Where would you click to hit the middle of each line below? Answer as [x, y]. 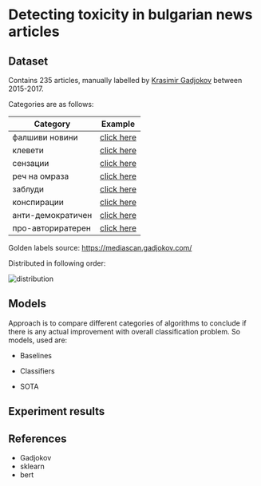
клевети [28, 150]
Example [118, 124]
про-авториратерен [52, 228]
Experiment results [57, 411]
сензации [31, 163]
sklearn [32, 466]
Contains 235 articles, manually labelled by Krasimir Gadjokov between [125, 80]
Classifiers [37, 371]
